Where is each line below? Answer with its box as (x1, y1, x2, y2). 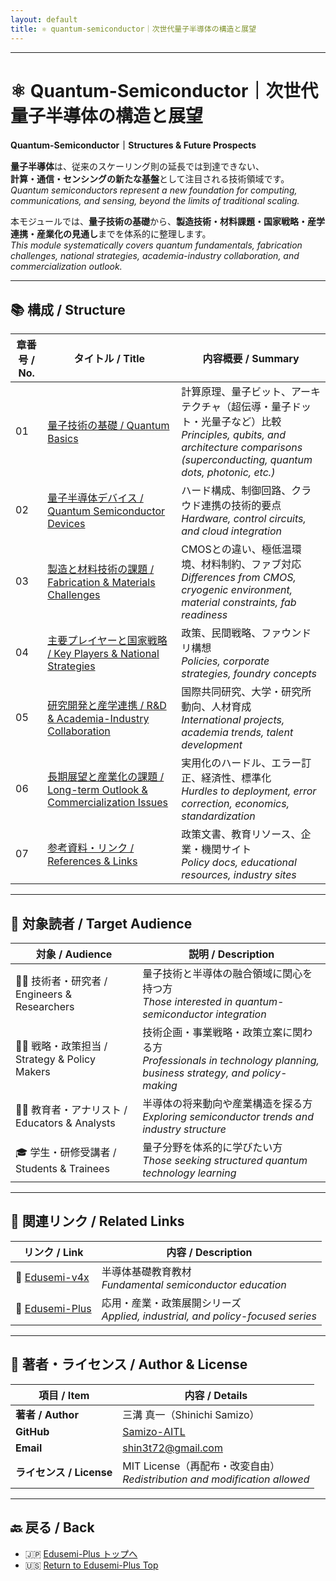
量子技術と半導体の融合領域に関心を (142, 967, 313, 981)
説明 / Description (188, 947, 275, 961)
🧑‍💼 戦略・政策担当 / (15, 1039, 108, 1053)
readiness (181, 608, 228, 622)
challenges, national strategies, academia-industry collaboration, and (10, 250, 300, 262)
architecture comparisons (181, 441, 303, 455)
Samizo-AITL (122, 1424, 186, 1438)
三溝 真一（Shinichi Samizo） (122, 1407, 260, 1421)
